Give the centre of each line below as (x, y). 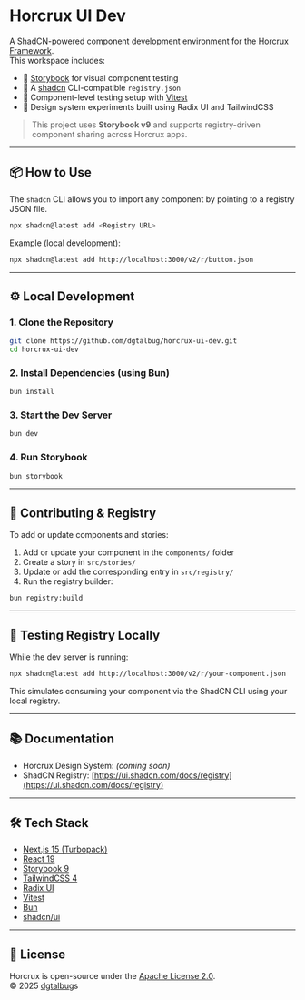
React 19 (39, 859)
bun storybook (36, 476)
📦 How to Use (51, 172)
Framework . (32, 50)
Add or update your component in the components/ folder (128, 552)
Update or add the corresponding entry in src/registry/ (128, 572)
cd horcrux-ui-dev (44, 350)
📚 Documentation (62, 739)
